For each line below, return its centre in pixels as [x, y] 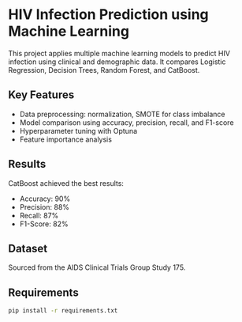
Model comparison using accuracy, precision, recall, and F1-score [127, 122]
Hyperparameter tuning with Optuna [78, 131]
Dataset [28, 248]
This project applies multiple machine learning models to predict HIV [119, 53]
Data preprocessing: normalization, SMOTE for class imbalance [122, 114]
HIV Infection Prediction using [108, 15]
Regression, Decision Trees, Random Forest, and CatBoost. [104, 70]
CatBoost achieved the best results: [66, 183]
